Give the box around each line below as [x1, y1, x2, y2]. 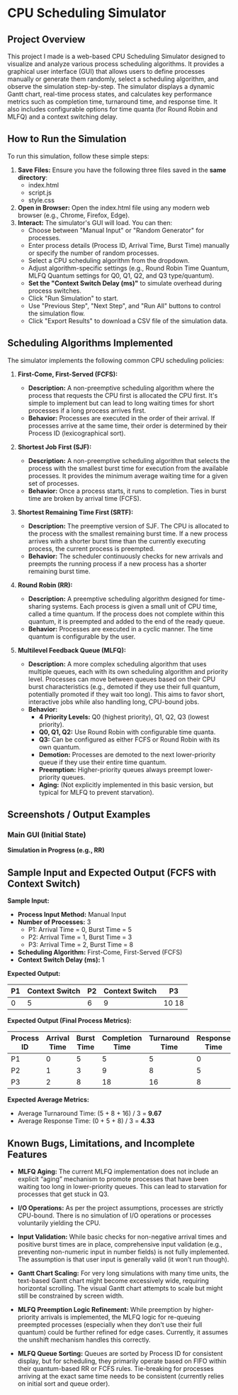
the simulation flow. [28, 309, 85, 317]
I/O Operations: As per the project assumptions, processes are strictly [17, 1203, 224, 1212]
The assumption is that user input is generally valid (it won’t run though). [17, 1255, 229, 1264]
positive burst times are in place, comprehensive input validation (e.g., [17, 1239, 223, 1248]
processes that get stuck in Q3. [17, 1190, 110, 1198]
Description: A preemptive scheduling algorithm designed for [28, 595, 209, 603]
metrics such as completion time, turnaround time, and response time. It [7, 97, 218, 106]
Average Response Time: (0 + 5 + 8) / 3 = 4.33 [17, 1117, 155, 1125]
